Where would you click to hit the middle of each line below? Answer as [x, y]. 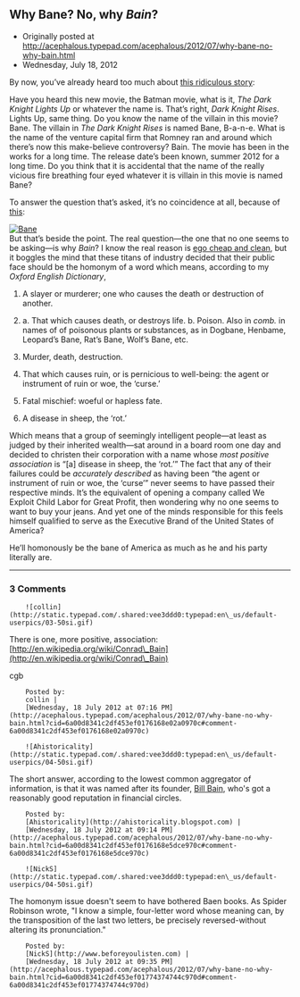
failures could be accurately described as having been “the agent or [135, 473]
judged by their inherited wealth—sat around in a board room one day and [145, 445]
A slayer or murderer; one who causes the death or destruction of [143, 293]
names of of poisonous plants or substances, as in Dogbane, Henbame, [154, 330]
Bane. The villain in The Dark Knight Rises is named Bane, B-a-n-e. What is [147, 128]
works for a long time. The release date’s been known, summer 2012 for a [144, 156]
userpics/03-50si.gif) [51, 623]
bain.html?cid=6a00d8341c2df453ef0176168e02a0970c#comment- [124, 724]
